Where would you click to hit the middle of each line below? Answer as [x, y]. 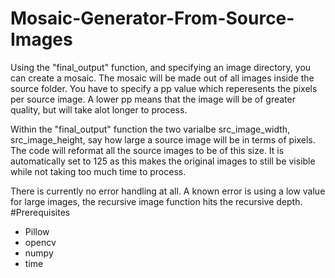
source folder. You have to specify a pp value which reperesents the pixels [164, 88]
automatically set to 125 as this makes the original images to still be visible [163, 161]
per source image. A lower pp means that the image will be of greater [153, 99]
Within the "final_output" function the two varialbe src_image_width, [150, 129]
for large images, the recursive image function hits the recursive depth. [156, 201]
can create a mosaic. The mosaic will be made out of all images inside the [162, 78]
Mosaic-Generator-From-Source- [152, 18]
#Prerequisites [40, 212]
